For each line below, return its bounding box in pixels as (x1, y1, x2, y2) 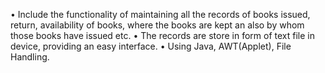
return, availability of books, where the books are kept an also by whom (10, 19, 305, 31)
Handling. (10, 51, 50, 63)
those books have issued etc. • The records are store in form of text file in (10, 30, 315, 41)
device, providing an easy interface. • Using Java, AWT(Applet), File (10, 40, 292, 52)
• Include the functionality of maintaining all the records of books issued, (10, 9, 311, 20)
